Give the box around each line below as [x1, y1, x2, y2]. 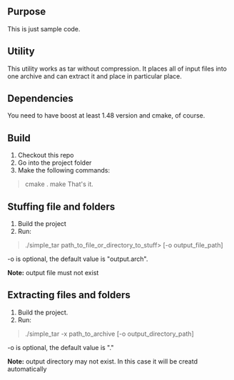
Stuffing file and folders [7, 200, 116, 212]
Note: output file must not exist [7, 269, 99, 277]
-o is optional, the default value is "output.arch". [7, 255, 148, 263]
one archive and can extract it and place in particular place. [7, 71, 182, 81]
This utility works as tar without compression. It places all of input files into [7, 64, 227, 73]
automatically [7, 364, 47, 373]
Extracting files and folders [7, 289, 131, 302]
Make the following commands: [17, 166, 111, 175]
